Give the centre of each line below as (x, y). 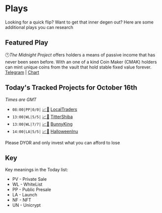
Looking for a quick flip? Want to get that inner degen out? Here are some (79, 22)
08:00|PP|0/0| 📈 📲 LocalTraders (45, 109)
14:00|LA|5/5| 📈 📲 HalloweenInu (45, 131)
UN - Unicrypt (26, 205)
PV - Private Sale (29, 179)
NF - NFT (22, 200)
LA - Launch (25, 195)
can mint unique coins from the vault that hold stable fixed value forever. (78, 67)
